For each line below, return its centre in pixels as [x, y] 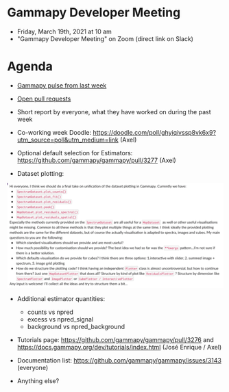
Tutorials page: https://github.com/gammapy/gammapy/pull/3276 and [115, 339]
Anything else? [38, 380]
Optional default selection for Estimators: [75, 153]
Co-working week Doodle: [54, 132]
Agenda [30, 67]
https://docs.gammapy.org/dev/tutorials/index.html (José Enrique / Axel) [119, 347]
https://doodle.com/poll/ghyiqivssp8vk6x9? [154, 132]
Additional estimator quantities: [61, 298]
